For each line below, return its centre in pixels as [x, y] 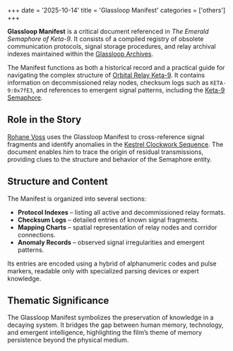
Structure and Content [58, 182]
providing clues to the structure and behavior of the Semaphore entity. [109, 159]
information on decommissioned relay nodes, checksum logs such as [108, 83]
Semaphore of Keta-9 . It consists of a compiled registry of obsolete [106, 39]
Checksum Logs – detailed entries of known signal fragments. [108, 220]
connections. [36, 234]
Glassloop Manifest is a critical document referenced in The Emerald [108, 31]
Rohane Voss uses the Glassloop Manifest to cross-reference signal [106, 136]
